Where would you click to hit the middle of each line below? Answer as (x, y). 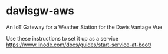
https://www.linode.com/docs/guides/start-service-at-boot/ (79, 45)
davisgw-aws (40, 11)
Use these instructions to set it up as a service (62, 38)
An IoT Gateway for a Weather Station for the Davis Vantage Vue (84, 27)
